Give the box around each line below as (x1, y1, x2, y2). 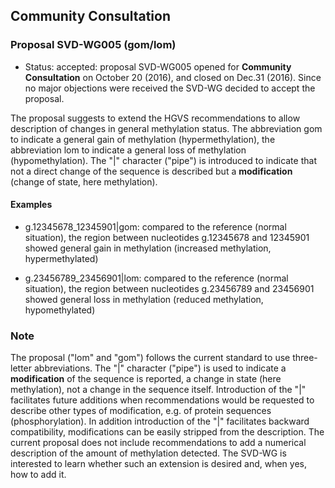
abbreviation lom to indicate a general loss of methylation (10, 144, 247, 156)
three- (292, 352, 318, 364)
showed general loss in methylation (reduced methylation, (24, 293, 264, 305)
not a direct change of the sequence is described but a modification (10, 165, 293, 177)
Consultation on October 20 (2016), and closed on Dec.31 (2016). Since (24, 71, 322, 83)
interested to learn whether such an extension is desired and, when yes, (10, 458, 308, 470)
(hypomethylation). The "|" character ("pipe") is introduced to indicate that (10, 154, 317, 166)
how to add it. (10, 469, 67, 481)
